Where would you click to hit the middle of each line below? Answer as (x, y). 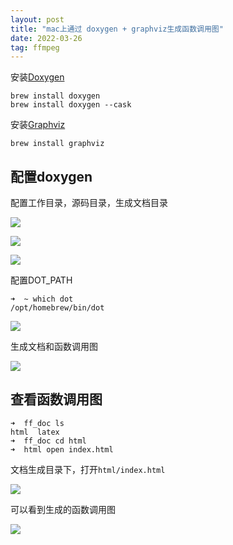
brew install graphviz (57, 144)
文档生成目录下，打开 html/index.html (88, 469)
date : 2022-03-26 (46, 38)
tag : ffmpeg (35, 47)
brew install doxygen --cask (71, 105)
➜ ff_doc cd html (48, 441)
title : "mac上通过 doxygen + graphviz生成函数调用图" (117, 29)
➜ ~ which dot (42, 299)
